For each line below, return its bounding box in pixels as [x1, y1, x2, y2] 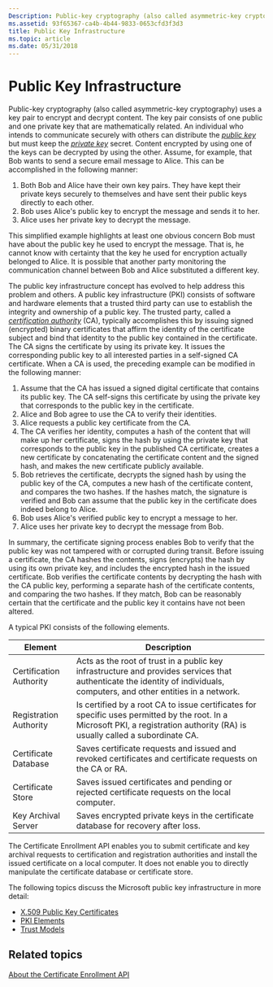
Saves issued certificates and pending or [76, 776, 232, 788]
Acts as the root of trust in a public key [76, 656, 223, 667]
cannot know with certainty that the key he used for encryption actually [8, 248, 248, 258]
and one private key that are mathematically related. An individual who [8, 121, 244, 131]
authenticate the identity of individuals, [76, 676, 225, 688]
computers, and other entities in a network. [76, 686, 240, 697]
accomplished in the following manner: [8, 164, 138, 175]
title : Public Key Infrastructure [8, 27, 126, 35]
